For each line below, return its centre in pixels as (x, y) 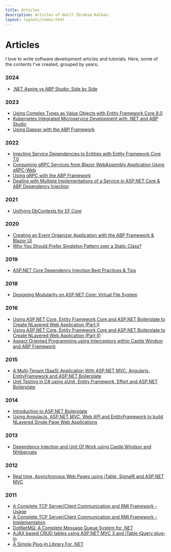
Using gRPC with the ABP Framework (52, 176)
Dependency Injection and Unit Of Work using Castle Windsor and (82, 446)
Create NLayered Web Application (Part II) (56, 335)
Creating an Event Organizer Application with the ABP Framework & (83, 235)
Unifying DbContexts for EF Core (47, 211)
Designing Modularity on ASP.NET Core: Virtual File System (75, 295)
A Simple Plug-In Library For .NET (48, 544)
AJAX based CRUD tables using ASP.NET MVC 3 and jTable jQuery (83, 533)
